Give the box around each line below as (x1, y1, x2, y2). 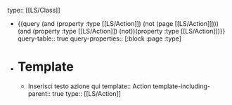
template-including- (152, 82, 211, 90)
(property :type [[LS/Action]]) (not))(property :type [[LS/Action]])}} (32, 27, 226, 35)
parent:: (27, 89, 51, 97)
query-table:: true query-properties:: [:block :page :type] (17, 34, 181, 43)
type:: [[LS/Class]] (7, 6, 61, 14)
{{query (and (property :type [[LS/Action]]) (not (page (17, 20, 174, 27)
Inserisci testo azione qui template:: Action (27, 82, 151, 90)
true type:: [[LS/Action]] (52, 89, 122, 97)
